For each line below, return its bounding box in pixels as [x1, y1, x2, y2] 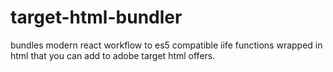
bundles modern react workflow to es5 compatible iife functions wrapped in [10, 39, 323, 51]
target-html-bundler [10, 6, 183, 29]
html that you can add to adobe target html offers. [10, 49, 216, 61]
